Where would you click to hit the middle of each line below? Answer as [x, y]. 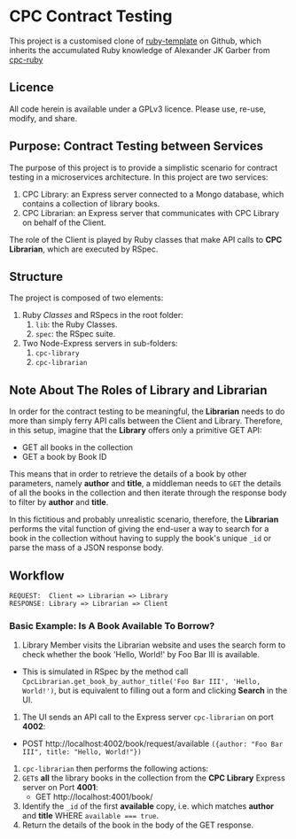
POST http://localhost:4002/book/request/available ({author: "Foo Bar [152, 744]
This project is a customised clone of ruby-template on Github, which [135, 41]
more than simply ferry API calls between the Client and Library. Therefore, [146, 421]
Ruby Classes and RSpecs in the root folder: [102, 315]
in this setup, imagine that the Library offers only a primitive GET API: [136, 431]
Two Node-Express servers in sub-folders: [100, 344]
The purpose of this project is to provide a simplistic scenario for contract [144, 167]
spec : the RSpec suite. [75, 334]
